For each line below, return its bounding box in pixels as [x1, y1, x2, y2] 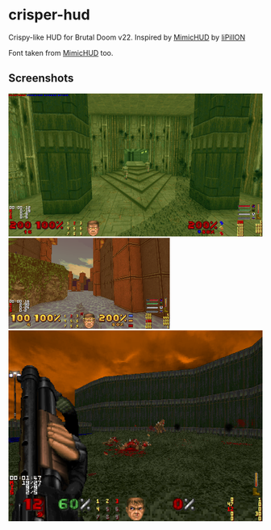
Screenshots [8, 71, 74, 86]
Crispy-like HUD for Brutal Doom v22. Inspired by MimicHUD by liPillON [8, 32, 246, 42]
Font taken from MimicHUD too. [8, 48, 114, 57]
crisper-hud [8, 6, 90, 24]
